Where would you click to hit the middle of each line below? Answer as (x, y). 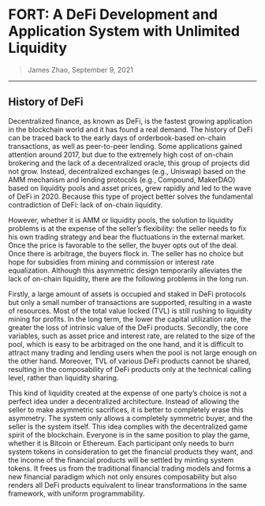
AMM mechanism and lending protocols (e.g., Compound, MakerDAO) (122, 180)
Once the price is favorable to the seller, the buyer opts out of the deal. (123, 245)
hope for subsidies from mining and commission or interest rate (111, 262)
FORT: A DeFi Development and (113, 15)
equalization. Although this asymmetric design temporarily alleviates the (125, 270)
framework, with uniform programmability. (77, 493)
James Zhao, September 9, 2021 (80, 69)
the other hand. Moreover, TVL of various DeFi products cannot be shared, (129, 361)
